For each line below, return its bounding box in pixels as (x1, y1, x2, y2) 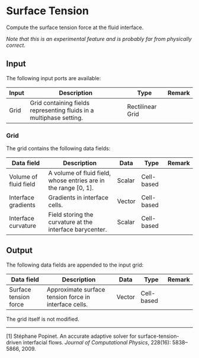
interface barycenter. (48, 226, 107, 234)
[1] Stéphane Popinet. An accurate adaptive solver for (6, 332, 137, 340)
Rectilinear (127, 102, 157, 110)
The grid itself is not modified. (6, 315, 80, 322)
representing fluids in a (30, 106, 94, 114)
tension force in (46, 293, 91, 301)
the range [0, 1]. (48, 184, 94, 192)
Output (6, 245, 33, 256)
